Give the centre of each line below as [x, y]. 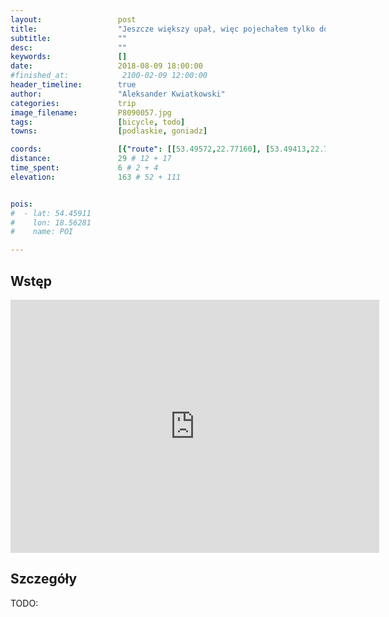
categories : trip [73, 103]
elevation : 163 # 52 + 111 [96, 177]
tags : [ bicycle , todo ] [98, 122]
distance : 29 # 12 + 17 [91, 159]
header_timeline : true [73, 85]
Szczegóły [44, 579]
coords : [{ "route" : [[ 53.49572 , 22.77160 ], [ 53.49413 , [160, 149]
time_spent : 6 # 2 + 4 [84, 168]
